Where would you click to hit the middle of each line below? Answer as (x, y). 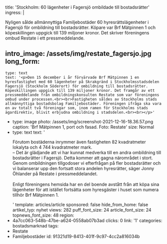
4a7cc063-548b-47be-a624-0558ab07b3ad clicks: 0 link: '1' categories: (87, 220)
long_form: (22, 62)
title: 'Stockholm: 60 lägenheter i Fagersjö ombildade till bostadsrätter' (77, 7)
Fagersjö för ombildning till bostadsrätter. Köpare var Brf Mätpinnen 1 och (81, 27)
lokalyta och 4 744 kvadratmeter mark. (52, 147)
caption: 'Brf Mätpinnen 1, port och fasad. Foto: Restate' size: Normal (83, 127)
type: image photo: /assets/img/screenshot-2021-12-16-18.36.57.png (83, 121)
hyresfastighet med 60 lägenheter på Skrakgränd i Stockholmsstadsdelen (82, 82)
